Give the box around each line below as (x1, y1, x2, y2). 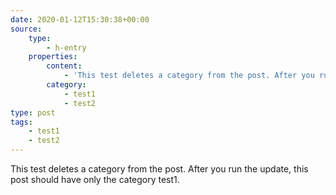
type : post (10, 107, 56, 118)
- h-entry (46, 42, 87, 53)
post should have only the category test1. (10, 174, 180, 185)
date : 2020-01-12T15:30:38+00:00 (10, 14, 150, 25)
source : (10, 24, 43, 34)
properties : (28, 52, 78, 62)
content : (46, 61, 83, 71)
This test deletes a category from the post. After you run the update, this (10, 163, 309, 175)
